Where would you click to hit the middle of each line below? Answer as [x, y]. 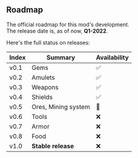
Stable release [53, 146]
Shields [42, 97]
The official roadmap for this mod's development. [68, 24]
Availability [112, 57]
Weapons [45, 87]
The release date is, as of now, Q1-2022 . [57, 31]
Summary [61, 57]
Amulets [44, 77]
